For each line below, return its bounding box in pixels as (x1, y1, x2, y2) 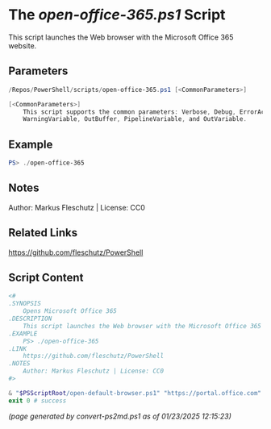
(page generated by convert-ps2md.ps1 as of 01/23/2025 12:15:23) (8, 411, 231, 421)
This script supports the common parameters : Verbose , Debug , (23, 107, 236, 116)
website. (8, 40, 37, 50)
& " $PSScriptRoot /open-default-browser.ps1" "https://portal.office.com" (8, 389, 262, 397)
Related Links (8, 226, 78, 239)
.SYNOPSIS (8, 300, 42, 308)
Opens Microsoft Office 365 (23, 307, 117, 315)
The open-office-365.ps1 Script (8, 6, 226, 24)
